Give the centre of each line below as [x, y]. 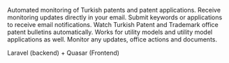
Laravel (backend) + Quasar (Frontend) [64, 53]
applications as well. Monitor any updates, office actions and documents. [112, 39]
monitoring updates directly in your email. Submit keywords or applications [115, 17]
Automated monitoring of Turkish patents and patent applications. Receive [114, 10]
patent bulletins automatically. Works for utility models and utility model [110, 32]
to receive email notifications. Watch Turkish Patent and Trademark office [113, 25]
